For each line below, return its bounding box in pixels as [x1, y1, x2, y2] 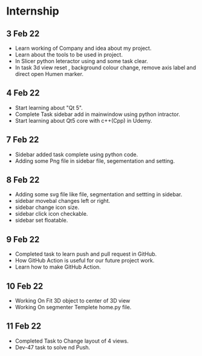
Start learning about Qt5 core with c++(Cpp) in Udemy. [15, 117, 152, 124]
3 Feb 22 [6, 29, 40, 39]
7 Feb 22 [6, 135, 39, 145]
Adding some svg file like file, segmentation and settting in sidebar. [15, 191, 183, 198]
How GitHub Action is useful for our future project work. [15, 257, 155, 264]
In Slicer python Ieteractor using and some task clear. [15, 58, 148, 64]
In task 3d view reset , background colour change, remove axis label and [15, 64, 197, 71]
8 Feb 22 [6, 175, 40, 185]
